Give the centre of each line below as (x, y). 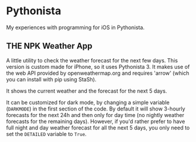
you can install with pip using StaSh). (51, 79)
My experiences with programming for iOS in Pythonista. (75, 27)
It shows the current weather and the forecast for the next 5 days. (87, 91)
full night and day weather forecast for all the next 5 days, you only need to (98, 127)
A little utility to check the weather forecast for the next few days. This (92, 60)
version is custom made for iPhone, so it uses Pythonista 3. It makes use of (98, 67)
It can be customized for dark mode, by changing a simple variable (88, 102)
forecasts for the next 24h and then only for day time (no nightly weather (95, 115)
